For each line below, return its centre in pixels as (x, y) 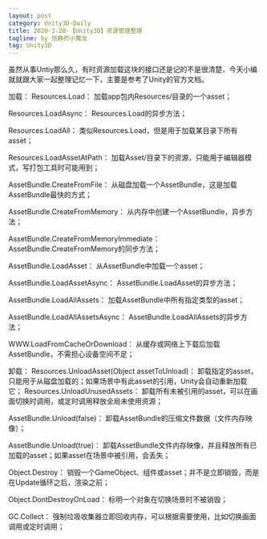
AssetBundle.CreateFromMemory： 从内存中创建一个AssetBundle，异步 (127, 212)
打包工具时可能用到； (65, 168)
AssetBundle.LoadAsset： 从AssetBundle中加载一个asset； (107, 266)
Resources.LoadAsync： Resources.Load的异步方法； (98, 114)
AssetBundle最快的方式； (51, 195)
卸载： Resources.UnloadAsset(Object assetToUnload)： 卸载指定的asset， (133, 371)
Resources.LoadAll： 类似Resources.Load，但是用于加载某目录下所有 (123, 131)
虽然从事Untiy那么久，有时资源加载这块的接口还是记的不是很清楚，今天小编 (133, 70)
